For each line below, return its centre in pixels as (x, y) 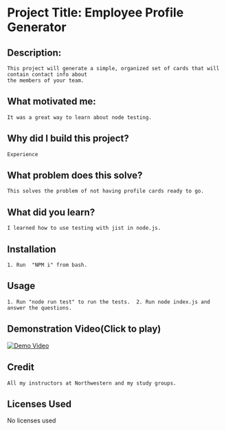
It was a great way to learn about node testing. (80, 117)
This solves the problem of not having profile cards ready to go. (106, 191)
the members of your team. (46, 80)
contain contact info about (47, 74)
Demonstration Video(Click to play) (84, 329)
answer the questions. (39, 308)
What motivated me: (52, 101)
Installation (32, 249)
